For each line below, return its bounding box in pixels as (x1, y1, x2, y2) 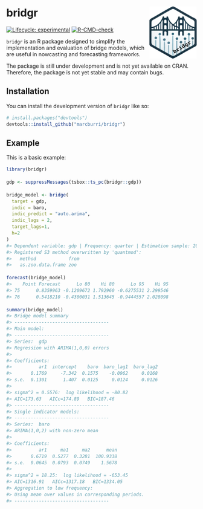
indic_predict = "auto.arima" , (11, 211, 91, 217)
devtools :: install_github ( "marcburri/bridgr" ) (6, 121, 126, 127)
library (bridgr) (6, 166, 47, 172)
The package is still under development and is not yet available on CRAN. (6, 62, 189, 70)
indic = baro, (11, 204, 47, 211)
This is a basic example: (6, 154, 66, 161)
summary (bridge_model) (6, 306, 63, 313)
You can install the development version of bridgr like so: (6, 102, 149, 109)
